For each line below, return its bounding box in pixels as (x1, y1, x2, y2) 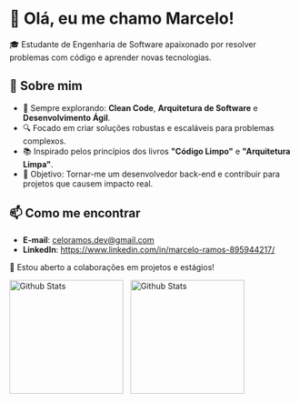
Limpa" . (22, 158, 54, 169)
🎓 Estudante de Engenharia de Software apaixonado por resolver (9, 38, 257, 49)
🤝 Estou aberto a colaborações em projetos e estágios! (9, 261, 215, 272)
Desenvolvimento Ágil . (22, 112, 111, 123)
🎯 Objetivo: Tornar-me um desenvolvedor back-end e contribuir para (22, 168, 280, 179)
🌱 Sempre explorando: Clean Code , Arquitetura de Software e (22, 102, 258, 113)
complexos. (22, 136, 66, 146)
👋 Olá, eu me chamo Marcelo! (9, 8, 235, 29)
